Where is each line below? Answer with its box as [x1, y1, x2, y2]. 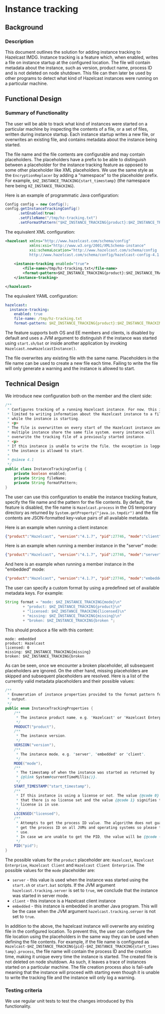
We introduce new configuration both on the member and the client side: [5, 393, 152, 399]
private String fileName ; [14, 476, 67, 481]
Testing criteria [5, 987, 43, 994]
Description [5, 38, 34, 45]
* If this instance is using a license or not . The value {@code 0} [16, 793, 160, 798]
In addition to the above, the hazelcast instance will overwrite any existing [5, 923, 155, 929]
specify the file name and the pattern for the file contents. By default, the [5, 499, 153, 505]
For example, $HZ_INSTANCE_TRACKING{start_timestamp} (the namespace [5, 177, 150, 183]
